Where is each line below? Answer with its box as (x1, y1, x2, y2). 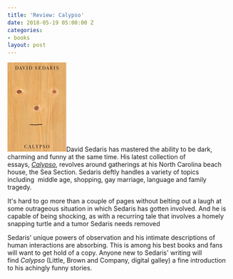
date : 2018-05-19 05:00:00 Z (7, 19, 94, 26)
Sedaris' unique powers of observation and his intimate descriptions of (7, 233, 216, 242)
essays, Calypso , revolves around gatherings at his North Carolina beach (7, 161, 222, 169)
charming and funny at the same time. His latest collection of (7, 153, 187, 161)
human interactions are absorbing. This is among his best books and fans (7, 241, 223, 250)
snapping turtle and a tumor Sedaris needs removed (7, 220, 160, 228)
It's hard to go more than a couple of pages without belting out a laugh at (7, 197, 222, 206)
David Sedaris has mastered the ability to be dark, (66, 145, 212, 153)
